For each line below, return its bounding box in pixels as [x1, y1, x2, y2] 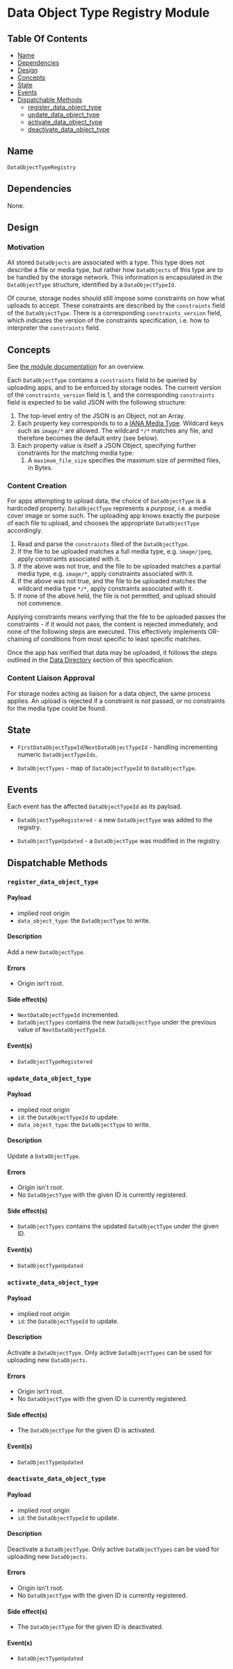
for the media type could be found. [7, 704, 107, 712]
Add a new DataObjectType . [7, 948, 86, 956]
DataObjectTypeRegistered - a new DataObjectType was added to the [17, 816, 213, 824]
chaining [7, 635, 33, 643]
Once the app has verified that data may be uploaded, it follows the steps [7, 649, 218, 657]
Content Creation [7, 481, 67, 491]
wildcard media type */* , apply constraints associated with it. [17, 584, 193, 593]
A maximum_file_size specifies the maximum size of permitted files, [27, 456, 221, 465]
